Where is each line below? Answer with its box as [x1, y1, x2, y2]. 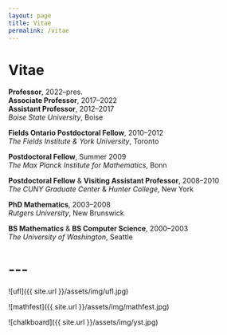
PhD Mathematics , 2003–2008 [8, 200, 112, 210]
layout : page [8, 11, 52, 20]
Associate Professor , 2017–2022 [8, 96, 118, 105]
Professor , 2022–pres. [8, 87, 84, 97]
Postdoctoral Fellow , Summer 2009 [8, 152, 127, 162]
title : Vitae [8, 19, 52, 27]
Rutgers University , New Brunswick [8, 208, 125, 218]
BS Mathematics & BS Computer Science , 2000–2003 [8, 224, 189, 234]
